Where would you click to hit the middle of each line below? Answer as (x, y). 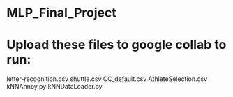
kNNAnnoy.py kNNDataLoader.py (54, 87)
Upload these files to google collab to (116, 45)
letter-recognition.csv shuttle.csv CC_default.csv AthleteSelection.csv (107, 79)
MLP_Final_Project (61, 13)
